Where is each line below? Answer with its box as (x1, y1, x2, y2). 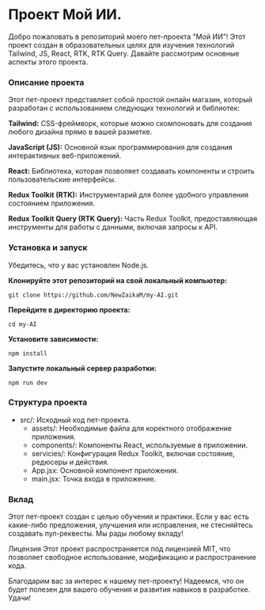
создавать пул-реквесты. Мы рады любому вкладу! (8, 529, 184, 539)
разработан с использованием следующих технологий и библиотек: (8, 103, 240, 113)
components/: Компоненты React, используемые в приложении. (31, 440, 248, 450)
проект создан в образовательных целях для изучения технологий (8, 40, 235, 49)
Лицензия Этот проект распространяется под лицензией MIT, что (8, 544, 231, 554)
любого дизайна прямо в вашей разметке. (8, 127, 153, 136)
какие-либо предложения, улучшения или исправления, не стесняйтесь (8, 520, 253, 530)
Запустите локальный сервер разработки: (8, 363, 157, 373)
